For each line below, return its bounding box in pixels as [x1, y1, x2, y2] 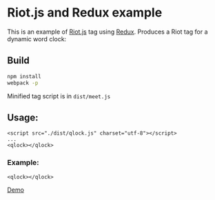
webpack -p [7, 79, 39, 87]
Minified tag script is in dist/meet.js [7, 91, 111, 100]
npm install [7, 73, 41, 80]
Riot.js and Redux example [7, 5, 163, 21]
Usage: [7, 111, 39, 123]
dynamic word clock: [7, 34, 67, 43]
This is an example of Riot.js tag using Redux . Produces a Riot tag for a [7, 27, 208, 36]
